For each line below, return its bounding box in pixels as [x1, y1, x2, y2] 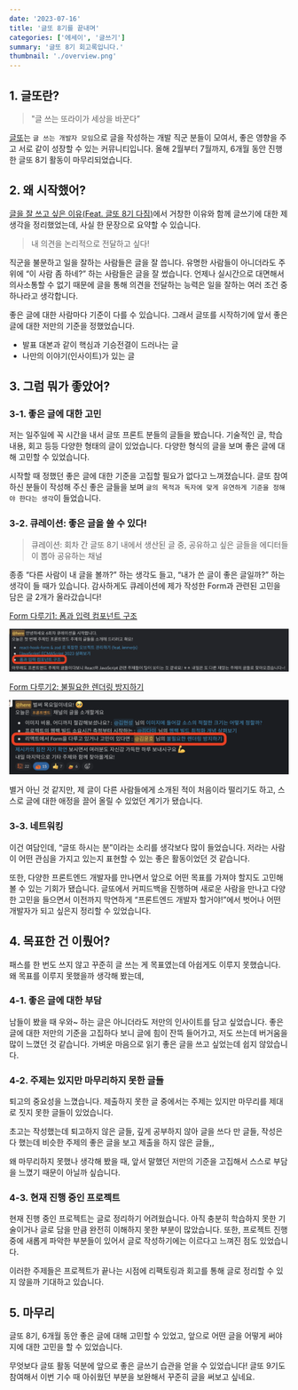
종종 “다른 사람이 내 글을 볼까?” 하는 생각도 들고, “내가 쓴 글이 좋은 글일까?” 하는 [9, 569, 286, 579]
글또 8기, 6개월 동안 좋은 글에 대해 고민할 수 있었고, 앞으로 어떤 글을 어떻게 [9, 1330, 266, 1341]
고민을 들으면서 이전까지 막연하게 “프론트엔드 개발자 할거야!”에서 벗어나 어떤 [18, 894, 281, 905]
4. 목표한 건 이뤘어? [9, 934, 111, 949]
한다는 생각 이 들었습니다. [19, 493, 102, 504]
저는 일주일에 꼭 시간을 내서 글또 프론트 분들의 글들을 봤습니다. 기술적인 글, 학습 [9, 429, 284, 440]
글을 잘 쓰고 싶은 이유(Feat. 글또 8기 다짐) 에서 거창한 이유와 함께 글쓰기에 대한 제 [9, 208, 288, 219]
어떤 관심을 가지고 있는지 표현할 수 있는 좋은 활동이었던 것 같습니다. [18, 853, 250, 864]
